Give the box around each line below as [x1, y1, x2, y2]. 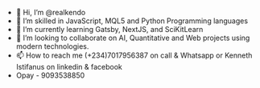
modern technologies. [15, 42, 89, 51]
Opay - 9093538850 [15, 70, 85, 80]
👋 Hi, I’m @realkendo [15, 8, 86, 17]
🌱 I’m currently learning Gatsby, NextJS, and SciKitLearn [15, 25, 204, 34]
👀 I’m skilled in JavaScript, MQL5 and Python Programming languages [15, 16, 248, 26]
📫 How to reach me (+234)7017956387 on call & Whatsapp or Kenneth [15, 50, 253, 60]
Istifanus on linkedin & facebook [15, 62, 122, 71]
